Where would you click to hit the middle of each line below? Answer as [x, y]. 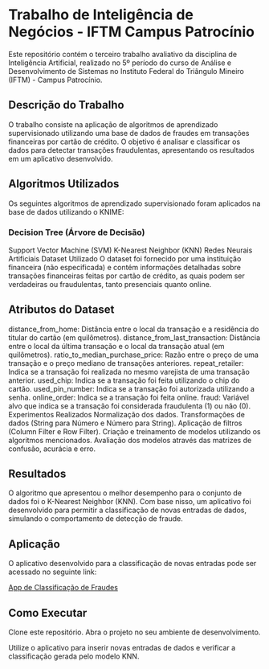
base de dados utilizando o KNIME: [66, 211]
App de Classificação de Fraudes [63, 588]
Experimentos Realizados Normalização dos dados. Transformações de [126, 414]
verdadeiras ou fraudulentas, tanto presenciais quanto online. [110, 284]
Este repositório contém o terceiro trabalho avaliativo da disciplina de [123, 54]
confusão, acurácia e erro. [52, 449]
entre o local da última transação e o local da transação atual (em [116, 346]
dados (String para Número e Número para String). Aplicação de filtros [125, 423]
